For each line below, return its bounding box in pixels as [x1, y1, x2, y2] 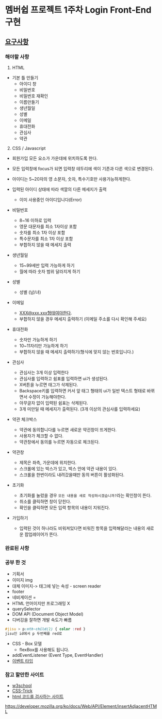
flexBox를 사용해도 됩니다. [19, 646, 69, 652]
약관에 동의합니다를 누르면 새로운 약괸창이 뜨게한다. [19, 426, 117, 432]
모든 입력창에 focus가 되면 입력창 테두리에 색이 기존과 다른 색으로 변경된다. [12, 166, 154, 171]
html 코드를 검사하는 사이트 [12, 694, 64, 700]
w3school [12, 682, 32, 689]
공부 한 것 [5, 559, 26, 566]
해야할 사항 [5, 53, 30, 60]
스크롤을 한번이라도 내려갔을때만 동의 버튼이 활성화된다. [19, 472, 125, 478]
